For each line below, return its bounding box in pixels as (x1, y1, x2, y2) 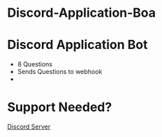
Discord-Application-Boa (7, 5, 156, 21)
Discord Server (7, 122, 51, 131)
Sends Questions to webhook (17, 68, 103, 76)
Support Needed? (7, 99, 112, 115)
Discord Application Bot (7, 37, 148, 53)
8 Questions (17, 60, 52, 68)
